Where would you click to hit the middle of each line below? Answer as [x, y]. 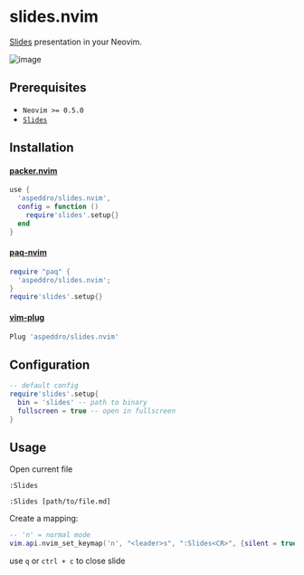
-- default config [44, 386]
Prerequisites [48, 88]
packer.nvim [33, 170]
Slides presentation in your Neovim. [76, 42]
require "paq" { [40, 272]
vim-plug [27, 317]
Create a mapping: [44, 519]
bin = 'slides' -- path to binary [82, 402]
